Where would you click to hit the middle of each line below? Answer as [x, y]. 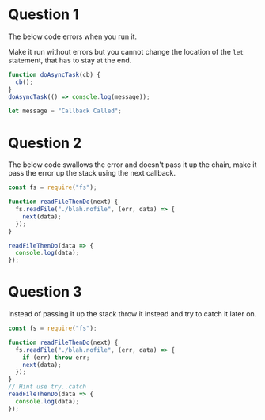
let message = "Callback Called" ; [65, 111]
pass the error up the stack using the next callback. [92, 173]
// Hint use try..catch [47, 387]
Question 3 [45, 292]
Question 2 [45, 143]
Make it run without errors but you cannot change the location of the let [126, 51]
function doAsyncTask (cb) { [55, 74]
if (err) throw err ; [56, 358]
